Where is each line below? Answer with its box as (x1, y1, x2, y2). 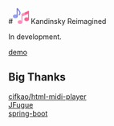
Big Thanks (8, 70, 67, 84)
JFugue (8, 100, 34, 109)
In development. (8, 32, 62, 41)
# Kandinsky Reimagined (8, 17, 107, 26)
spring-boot (8, 108, 48, 118)
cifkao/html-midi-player (8, 92, 87, 101)
